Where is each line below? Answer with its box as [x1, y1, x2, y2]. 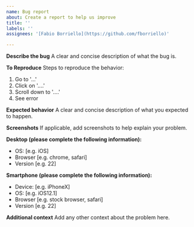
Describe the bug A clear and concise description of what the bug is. [6, 53, 177, 60]
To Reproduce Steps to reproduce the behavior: [6, 64, 124, 72]
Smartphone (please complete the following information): [6, 171, 152, 179]
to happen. [6, 113, 33, 120]
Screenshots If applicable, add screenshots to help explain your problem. [6, 124, 187, 131]
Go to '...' [14, 76, 37, 83]
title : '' [6, 20, 31, 26]
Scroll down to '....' [14, 88, 61, 96]
